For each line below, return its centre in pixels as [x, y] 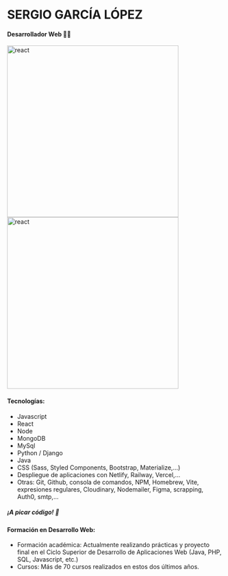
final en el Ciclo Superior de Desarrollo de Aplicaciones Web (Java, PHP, [119, 552]
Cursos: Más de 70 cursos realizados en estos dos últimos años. [108, 567]
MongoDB [31, 438]
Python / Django [40, 452]
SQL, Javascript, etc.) [48, 560]
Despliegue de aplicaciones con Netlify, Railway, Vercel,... [99, 474]
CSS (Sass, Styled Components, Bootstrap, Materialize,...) [99, 468]
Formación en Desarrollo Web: [51, 529]
